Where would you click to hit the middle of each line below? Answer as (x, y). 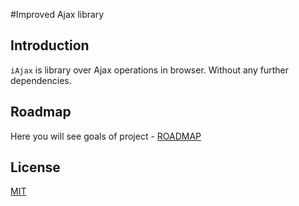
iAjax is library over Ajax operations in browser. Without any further (149, 70)
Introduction (50, 45)
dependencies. (41, 80)
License (35, 167)
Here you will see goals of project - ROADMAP (106, 136)
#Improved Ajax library (57, 14)
